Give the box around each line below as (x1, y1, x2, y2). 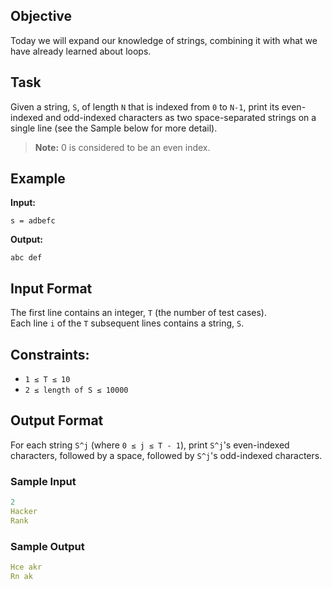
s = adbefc (10, 216, 56, 226)
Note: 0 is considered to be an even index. (34, 141, 211, 153)
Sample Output (10, 539, 85, 553)
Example (10, 170, 66, 188)
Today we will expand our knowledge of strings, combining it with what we (10, 34, 318, 46)
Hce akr (10, 562, 43, 573)
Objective (10, 8, 73, 25)
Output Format (10, 412, 104, 429)
